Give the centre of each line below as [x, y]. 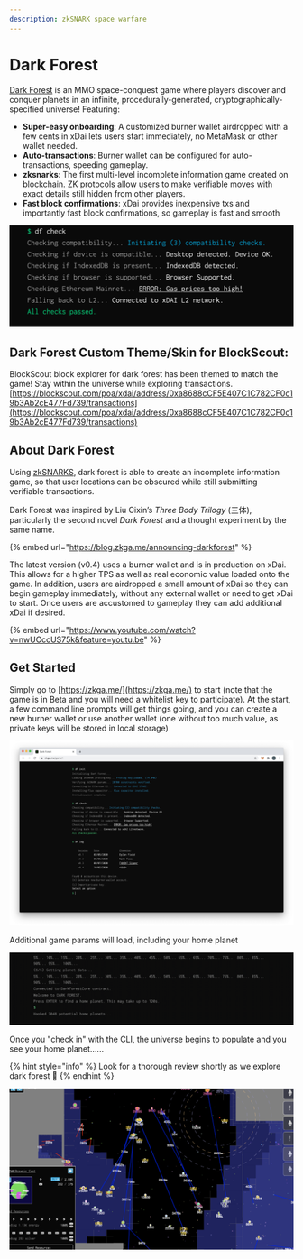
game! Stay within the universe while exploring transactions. [121, 384]
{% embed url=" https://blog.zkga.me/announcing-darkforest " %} [131, 547]
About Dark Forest [62, 450]
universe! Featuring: [83, 109]
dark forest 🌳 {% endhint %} [62, 1076]
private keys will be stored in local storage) [89, 728]
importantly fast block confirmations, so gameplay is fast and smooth [151, 213]
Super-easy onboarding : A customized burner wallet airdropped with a [155, 126]
